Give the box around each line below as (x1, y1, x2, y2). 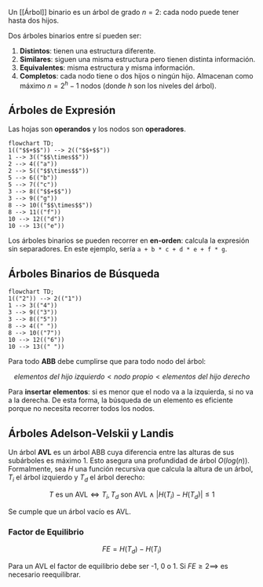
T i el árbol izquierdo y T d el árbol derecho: (8, 472, 145, 483)
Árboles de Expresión (8, 104, 116, 117)
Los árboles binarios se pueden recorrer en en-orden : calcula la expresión (8, 236, 250, 245)
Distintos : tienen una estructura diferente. (19, 46, 156, 55)
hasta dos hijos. (8, 16, 60, 25)
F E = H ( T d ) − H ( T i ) (101, 544, 163, 556)
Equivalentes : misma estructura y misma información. (19, 63, 195, 72)
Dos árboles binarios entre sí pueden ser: (8, 31, 142, 40)
